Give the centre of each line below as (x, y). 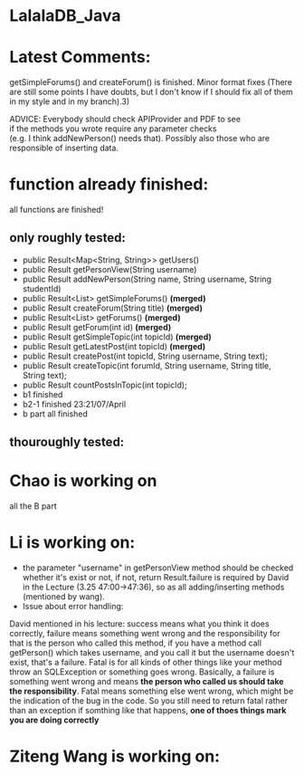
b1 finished (43, 394)
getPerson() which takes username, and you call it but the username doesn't (152, 653)
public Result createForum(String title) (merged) (113, 308)
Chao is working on (83, 481)
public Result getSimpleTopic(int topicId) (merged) (117, 337)
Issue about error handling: (73, 607)
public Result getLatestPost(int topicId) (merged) (114, 346)
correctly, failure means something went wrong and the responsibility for (145, 634)
